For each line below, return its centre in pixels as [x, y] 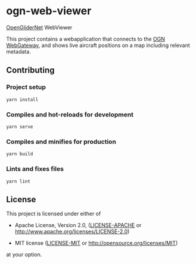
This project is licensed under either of [54, 214]
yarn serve [20, 127]
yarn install [22, 99]
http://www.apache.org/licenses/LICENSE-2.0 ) [72, 232]
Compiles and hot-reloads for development [70, 114]
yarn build [20, 154]
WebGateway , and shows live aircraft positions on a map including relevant [98, 45]
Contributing [30, 70]
